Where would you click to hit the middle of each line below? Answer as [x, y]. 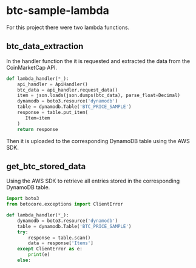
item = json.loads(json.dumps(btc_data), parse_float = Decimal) [99, 95]
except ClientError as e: [50, 249]
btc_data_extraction [45, 46]
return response [38, 129]
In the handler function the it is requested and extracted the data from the [98, 61]
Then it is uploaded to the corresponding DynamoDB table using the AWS [98, 141]
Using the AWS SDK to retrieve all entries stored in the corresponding [93, 181]
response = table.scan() [59, 238]
